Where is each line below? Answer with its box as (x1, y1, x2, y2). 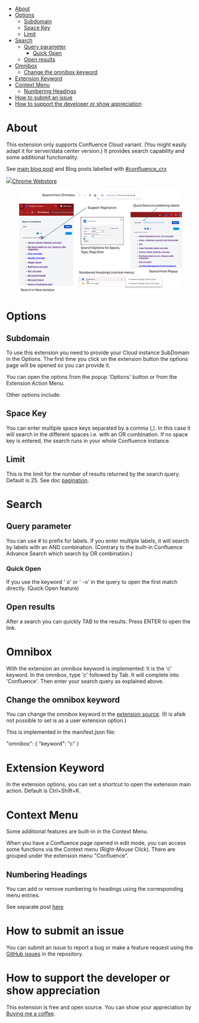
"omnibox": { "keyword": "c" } (6, 740, 79, 748)
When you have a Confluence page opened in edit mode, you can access (6, 840, 186, 847)
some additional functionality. (6, 154, 79, 161)
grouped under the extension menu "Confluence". (6, 852, 129, 859)
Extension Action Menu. (6, 379, 65, 387)
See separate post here (6, 903, 64, 911)
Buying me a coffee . (6, 1010, 55, 1017)
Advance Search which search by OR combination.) (6, 550, 133, 557)
